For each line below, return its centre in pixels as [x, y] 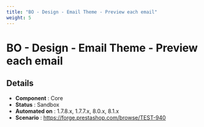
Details [20, 83]
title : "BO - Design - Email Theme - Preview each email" [82, 12]
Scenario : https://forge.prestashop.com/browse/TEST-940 [91, 117]
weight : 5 [19, 18]
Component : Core [39, 98]
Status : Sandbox [37, 104]
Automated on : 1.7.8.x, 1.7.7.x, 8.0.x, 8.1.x [67, 111]
